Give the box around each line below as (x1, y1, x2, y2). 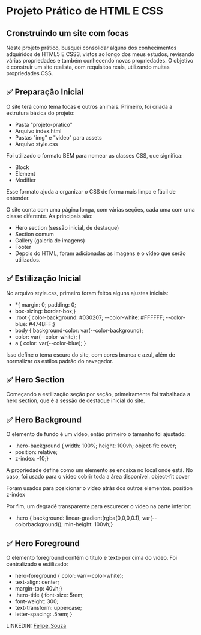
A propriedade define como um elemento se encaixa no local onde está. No (6, 467, 193, 474)
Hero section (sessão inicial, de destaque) (14, 224, 119, 231)
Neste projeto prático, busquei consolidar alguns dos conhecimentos (6, 44, 177, 51)
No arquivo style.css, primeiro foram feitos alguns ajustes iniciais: (6, 289, 169, 296)
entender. (6, 194, 30, 201)
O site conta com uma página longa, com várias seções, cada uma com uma (6, 206, 195, 213)
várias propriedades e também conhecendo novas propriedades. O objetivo (6, 57, 194, 64)
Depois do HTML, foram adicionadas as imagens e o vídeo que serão (14, 250, 186, 257)
